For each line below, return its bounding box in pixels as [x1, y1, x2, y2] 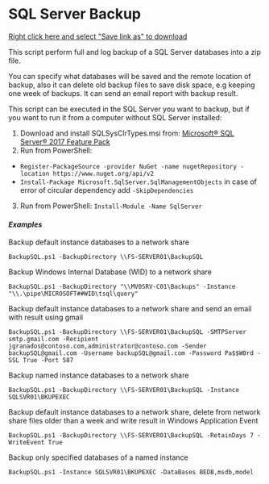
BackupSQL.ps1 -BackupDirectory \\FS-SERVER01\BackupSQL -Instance [8, 386, 240, 394]
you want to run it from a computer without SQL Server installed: [8, 112, 222, 122]
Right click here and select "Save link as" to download [8, 31, 188, 41]
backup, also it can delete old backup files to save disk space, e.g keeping [8, 80, 255, 90]
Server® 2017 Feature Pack [19, 136, 110, 146]
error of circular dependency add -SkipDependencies [19, 185, 194, 194]
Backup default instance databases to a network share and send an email [8, 304, 252, 314]
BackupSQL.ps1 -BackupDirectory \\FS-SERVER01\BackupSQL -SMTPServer [8, 328, 247, 336]
